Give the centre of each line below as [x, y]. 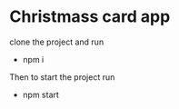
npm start [40, 94]
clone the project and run [57, 42]
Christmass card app [90, 17]
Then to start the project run [62, 77]
